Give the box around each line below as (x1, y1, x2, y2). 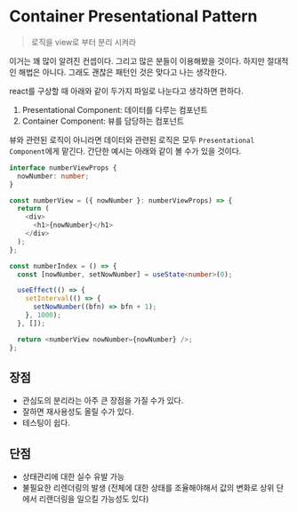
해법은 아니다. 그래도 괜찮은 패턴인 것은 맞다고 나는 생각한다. (18, 67, 228, 77)
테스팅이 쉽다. (21, 418, 71, 428)
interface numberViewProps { (9, 163, 117, 172)
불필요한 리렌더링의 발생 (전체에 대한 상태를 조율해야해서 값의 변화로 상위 (21, 483, 275, 493)
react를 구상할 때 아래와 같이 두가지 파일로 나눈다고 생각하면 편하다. (9, 85, 245, 96)
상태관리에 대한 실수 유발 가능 (21, 471, 124, 482)
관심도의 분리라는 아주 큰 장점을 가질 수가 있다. (21, 396, 184, 406)
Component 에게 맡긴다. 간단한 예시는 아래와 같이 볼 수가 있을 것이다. (9, 145, 242, 156)
